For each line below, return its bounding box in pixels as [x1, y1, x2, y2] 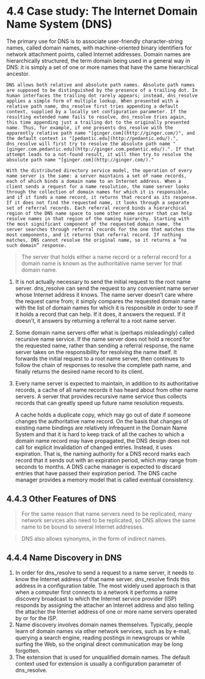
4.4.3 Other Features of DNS [6, 494, 117, 504]
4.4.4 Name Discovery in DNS [6, 552, 122, 563]
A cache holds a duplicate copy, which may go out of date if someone [15, 411, 191, 418]
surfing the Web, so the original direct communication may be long [15, 640, 183, 648]
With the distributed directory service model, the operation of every [6, 167, 192, 174]
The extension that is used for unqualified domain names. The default [15, 653, 190, 661]
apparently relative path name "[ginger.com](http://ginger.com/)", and [6, 130, 195, 136]
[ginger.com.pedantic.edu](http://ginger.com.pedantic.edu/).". [6, 146, 173, 152]
